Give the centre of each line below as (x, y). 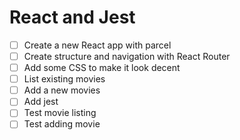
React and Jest (72, 17)
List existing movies (64, 79)
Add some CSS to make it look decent (102, 68)
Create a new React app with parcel (97, 45)
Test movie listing (60, 113)
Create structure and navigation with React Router (127, 56)
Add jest (41, 102)
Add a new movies (62, 90)
